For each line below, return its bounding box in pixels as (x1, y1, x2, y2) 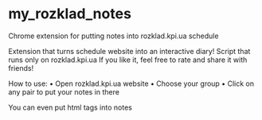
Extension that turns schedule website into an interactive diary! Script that (8, 46, 251, 56)
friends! (8, 63, 34, 72)
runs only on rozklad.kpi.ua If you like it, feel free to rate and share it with (8, 55, 248, 64)
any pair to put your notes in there (8, 87, 119, 96)
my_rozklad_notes (8, 5, 131, 23)
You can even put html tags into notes (8, 103, 133, 112)
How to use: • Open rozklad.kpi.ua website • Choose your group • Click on (8, 79, 255, 88)
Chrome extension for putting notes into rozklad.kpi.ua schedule (8, 31, 219, 41)
